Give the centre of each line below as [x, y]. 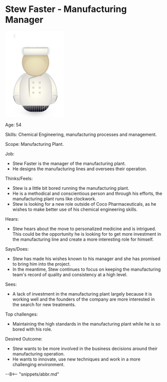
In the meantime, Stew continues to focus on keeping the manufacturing [86, 269]
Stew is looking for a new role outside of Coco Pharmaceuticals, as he [84, 204]
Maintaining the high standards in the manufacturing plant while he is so [86, 324]
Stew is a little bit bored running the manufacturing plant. [71, 188]
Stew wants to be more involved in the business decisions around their [85, 349]
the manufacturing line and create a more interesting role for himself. [83, 239]
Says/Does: [17, 249]
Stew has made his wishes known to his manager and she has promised [86, 259]
